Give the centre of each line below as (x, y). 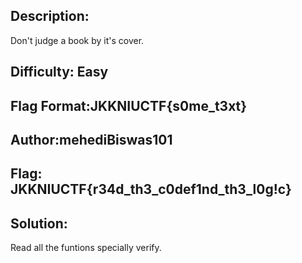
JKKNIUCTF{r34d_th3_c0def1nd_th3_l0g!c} (151, 189)
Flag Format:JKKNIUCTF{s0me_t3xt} (129, 105)
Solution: (39, 223)
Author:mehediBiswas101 (91, 139)
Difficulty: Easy (59, 72)
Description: (50, 16)
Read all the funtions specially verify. (86, 248)
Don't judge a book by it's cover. (77, 40)
